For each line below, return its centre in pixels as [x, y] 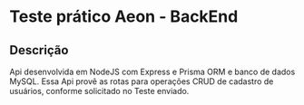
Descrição [39, 50]
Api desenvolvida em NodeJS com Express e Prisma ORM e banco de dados [152, 72]
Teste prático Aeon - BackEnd [124, 17]
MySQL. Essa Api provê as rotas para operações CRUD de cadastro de [142, 81]
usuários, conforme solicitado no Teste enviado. [99, 91]
